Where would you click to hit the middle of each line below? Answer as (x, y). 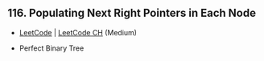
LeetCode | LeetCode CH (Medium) (78, 32)
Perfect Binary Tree (52, 48)
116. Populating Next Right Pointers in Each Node (132, 13)
